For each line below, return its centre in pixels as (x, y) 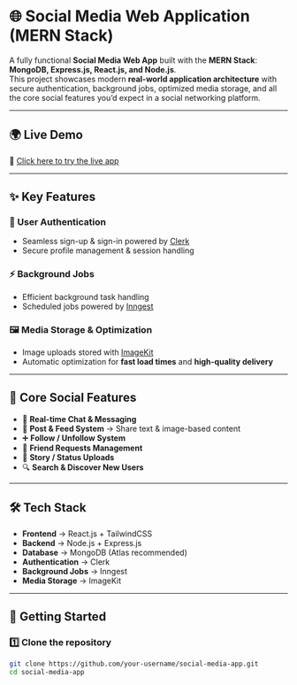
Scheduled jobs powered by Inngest (88, 306)
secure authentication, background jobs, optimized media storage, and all (143, 88)
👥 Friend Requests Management (82, 448)
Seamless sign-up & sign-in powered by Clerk (106, 242)
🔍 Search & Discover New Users (83, 467)
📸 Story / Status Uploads (68, 457)
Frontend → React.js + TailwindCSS (87, 534)
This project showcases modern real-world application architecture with (143, 79)
